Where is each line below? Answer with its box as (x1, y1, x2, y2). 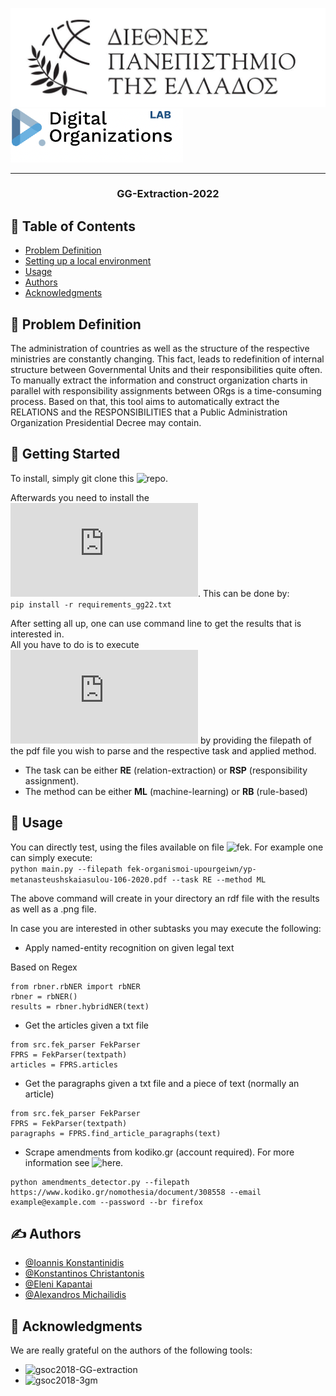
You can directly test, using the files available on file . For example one (10, 841, 324, 853)
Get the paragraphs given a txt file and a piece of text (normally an (24, 1077, 300, 1089)
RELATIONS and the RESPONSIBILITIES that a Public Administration (10, 406, 288, 418)
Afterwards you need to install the (10, 491, 150, 503)
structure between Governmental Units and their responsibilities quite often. (10, 364, 323, 376)
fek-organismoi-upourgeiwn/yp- (126, 864, 257, 874)
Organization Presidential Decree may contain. (10, 417, 202, 429)
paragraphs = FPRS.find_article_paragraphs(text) (10, 1128, 222, 1138)
